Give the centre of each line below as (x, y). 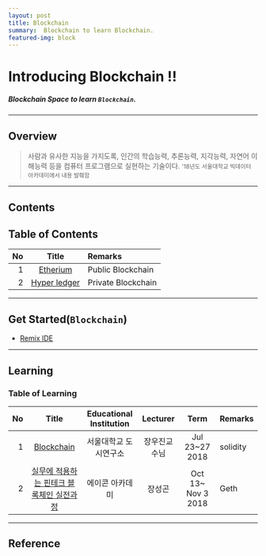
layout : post (30, 15)
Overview (33, 136)
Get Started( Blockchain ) (68, 319)
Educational (110, 413)
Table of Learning (43, 393)
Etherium (55, 270)
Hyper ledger (56, 283)
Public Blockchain (121, 270)
